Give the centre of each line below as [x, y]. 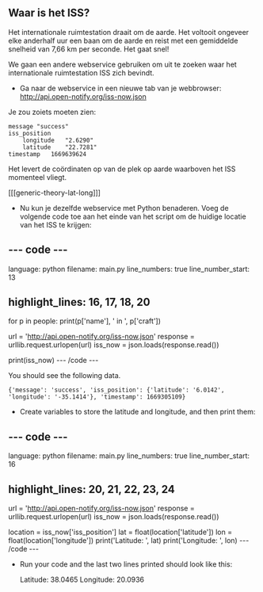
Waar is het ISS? [49, 13]
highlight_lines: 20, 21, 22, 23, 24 [92, 489]
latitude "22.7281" [60, 147]
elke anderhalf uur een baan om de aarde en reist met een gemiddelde [123, 40]
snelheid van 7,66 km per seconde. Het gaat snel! [89, 49]
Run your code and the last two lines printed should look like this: [126, 564]
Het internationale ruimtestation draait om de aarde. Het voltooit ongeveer [129, 32]
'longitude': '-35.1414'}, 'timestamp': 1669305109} [97, 397]
